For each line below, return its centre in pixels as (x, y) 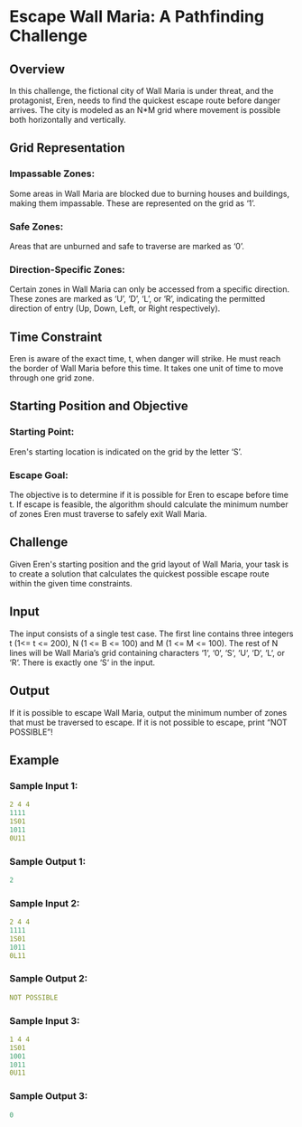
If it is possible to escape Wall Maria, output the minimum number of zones (148, 712)
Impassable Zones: (52, 174)
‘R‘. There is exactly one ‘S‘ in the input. (82, 662)
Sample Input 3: (45, 1020)
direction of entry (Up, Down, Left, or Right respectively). (115, 308)
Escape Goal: (39, 474)
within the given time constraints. (71, 583)
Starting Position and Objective (99, 406)
